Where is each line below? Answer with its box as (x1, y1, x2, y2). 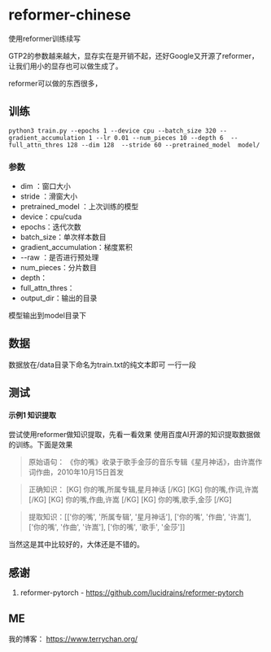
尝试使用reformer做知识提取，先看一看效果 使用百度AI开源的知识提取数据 (8, 430, 254, 440)
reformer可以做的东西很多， (8, 78, 103, 88)
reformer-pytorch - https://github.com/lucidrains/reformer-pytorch (20, 588, 244, 597)
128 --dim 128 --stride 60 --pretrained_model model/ (66, 141, 260, 149)
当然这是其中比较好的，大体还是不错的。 (8, 540, 144, 549)
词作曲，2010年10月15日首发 (28, 467, 125, 477)
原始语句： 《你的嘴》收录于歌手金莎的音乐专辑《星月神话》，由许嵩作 (28, 457, 263, 467)
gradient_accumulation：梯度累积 (20, 243, 133, 252)
